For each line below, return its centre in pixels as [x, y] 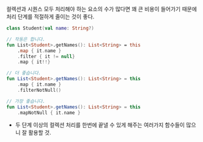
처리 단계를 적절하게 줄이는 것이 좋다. [50, 17]
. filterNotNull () [39, 90]
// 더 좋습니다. [24, 73]
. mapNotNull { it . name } [49, 113]
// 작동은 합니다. [26, 39]
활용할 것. [40, 133]
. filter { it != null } [46, 56]
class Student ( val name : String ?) [50, 28]
